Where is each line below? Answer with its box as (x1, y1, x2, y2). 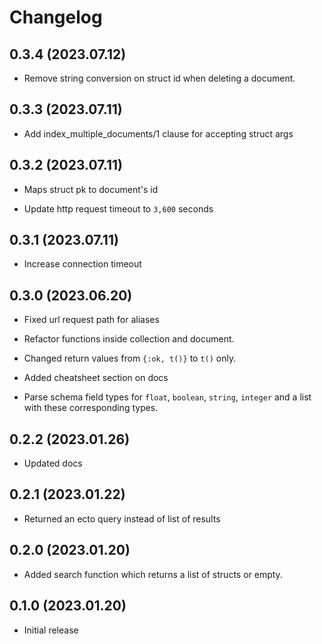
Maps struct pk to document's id (23, 183, 159, 195)
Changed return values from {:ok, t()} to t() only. (23, 352, 237, 365)
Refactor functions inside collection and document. (23, 333, 235, 345)
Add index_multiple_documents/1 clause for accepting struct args (23, 127, 294, 140)
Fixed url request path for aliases (23, 314, 160, 326)
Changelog (9, 6, 103, 29)
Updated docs (23, 457, 83, 470)
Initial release (23, 624, 79, 636)
